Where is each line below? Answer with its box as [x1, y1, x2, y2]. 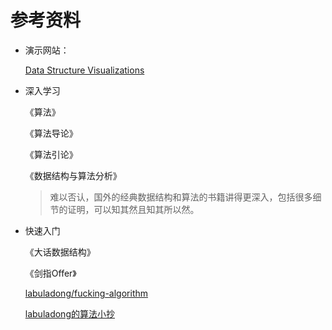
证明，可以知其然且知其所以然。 [67, 203, 200, 215]
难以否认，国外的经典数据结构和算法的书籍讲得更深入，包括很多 [49, 191, 313, 203]
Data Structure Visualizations [24, 64, 145, 76]
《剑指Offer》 [24, 267, 77, 279]
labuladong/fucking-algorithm [24, 287, 149, 299]
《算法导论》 [24, 127, 78, 139]
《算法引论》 [24, 148, 78, 160]
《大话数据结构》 [24, 246, 96, 258]
